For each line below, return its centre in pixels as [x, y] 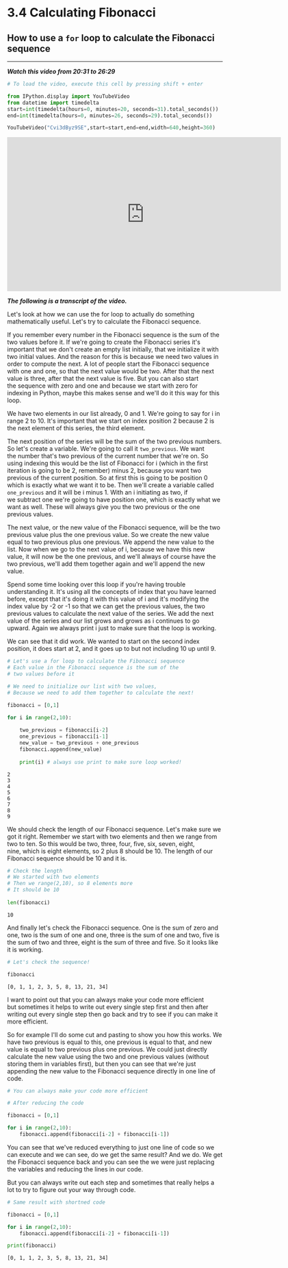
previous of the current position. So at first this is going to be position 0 [107, 478]
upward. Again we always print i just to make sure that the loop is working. [112, 628]
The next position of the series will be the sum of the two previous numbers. [115, 442]
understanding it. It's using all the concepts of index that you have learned [112, 592]
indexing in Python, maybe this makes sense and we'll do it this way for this [114, 393]
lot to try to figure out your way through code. [71, 1189]
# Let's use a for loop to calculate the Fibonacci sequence [96, 661]
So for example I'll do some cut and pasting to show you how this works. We [115, 1034]
